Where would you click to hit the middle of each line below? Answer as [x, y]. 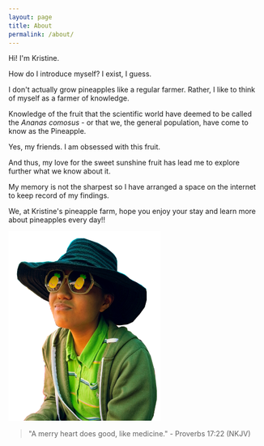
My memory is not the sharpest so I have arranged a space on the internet [132, 187]
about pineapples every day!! [57, 220]
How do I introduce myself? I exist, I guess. [80, 74]
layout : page [30, 17]
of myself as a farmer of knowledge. [69, 98]
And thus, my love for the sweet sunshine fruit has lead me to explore [124, 163]
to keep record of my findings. [59, 195]
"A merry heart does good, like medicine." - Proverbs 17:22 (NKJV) [139, 434]
